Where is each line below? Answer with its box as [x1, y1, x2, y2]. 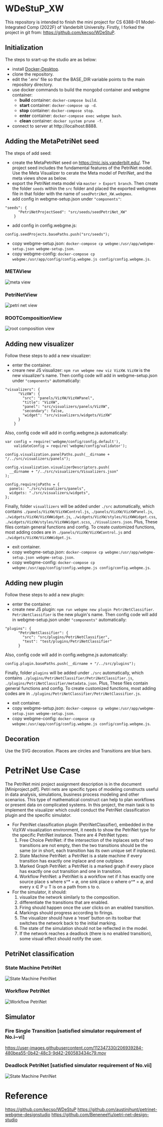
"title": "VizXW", [22, 400, 60, 405]
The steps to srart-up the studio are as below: [5, 57, 97, 62]
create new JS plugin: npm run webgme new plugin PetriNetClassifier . [12, 606, 154, 612]
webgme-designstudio [5, 1111, 51, 1117]
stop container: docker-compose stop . [19, 107, 94, 113]
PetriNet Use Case [5, 765, 81, 776]
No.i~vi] [5, 1034, 25, 1041]
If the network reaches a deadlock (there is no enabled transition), [19, 930, 152, 936]
